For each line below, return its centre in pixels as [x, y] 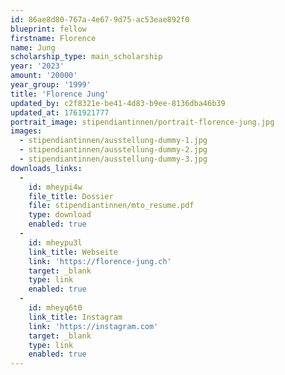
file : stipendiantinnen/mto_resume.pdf [111, 206]
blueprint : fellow [48, 29]
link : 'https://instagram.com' [93, 326]
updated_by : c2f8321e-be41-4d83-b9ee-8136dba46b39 [118, 103]
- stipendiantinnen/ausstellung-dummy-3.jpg [113, 159]
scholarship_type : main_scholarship [86, 57]
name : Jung [33, 47]
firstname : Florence [53, 38]
